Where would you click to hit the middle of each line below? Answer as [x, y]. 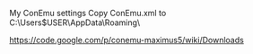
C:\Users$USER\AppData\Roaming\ [75, 22]
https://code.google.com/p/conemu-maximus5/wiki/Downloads [126, 40]
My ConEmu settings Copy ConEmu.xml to [88, 13]
